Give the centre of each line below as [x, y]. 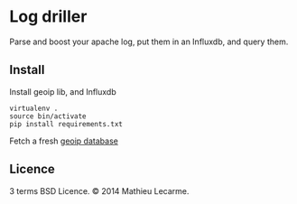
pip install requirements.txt [66, 124]
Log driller [48, 17]
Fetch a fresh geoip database [64, 141]
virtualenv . [34, 108]
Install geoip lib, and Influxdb [63, 91]
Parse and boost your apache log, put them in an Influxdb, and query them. [149, 42]
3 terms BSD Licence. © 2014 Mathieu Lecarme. [99, 190]
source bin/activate [48, 116]
